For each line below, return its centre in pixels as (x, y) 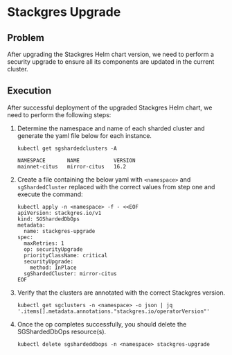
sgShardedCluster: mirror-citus (70, 274)
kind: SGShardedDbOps (48, 219)
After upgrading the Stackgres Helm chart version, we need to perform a (111, 54)
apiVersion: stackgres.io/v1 (59, 213)
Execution (29, 91)
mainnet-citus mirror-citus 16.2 (72, 166)
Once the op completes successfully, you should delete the (102, 324)
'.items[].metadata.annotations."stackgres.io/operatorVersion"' (113, 311)
